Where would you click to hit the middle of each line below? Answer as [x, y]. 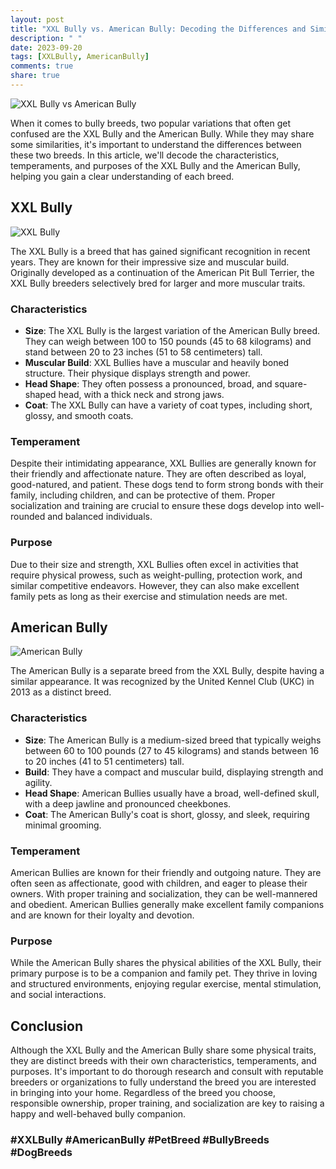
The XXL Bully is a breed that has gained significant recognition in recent [160, 251]
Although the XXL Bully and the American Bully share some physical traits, [163, 1050]
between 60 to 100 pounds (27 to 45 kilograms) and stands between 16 [172, 750]
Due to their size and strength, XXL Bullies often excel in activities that [154, 564]
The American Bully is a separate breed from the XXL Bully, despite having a [167, 671]
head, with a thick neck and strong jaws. [141, 394]
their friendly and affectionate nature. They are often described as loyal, [158, 474]
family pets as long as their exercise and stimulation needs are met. [149, 596]
